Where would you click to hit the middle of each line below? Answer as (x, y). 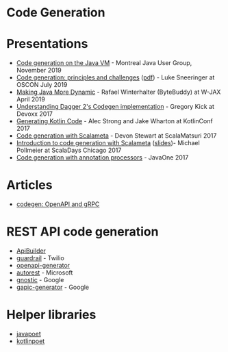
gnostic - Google (40, 280)
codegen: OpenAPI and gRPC (58, 204)
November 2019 (39, 71)
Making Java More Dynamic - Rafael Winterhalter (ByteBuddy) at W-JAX (118, 92)
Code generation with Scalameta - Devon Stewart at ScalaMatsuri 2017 (116, 136)
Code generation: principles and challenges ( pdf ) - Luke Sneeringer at (115, 77)
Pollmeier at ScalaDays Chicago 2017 (69, 150)
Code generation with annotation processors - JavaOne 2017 (102, 158)
